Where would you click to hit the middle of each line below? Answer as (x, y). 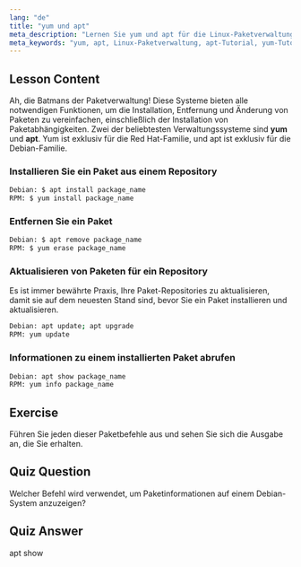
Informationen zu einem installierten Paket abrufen (122, 358)
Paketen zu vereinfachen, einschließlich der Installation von (119, 120)
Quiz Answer (46, 532)
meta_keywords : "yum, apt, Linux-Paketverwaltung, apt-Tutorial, (133, 43)
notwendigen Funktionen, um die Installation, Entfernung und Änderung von (149, 110)
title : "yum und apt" (50, 26)
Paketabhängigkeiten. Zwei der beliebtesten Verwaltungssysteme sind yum (149, 129)
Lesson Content (55, 79)
